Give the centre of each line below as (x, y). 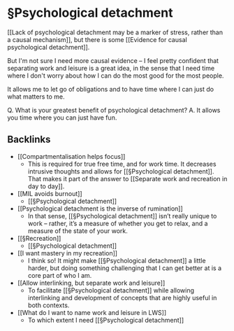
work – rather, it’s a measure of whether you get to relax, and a (118, 223)
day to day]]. (46, 186)
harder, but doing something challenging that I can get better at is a (125, 268)
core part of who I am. (60, 275)
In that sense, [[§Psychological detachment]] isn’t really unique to (122, 216)
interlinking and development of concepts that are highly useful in (122, 297)
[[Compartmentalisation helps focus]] (71, 156)
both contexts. (49, 305)
